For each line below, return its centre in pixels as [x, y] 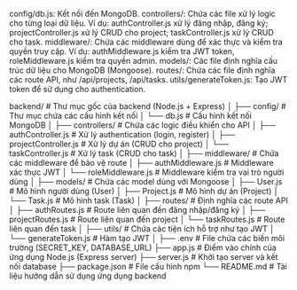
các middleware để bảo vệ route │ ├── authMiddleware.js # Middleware [141, 163]
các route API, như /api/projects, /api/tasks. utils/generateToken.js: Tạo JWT [148, 79]
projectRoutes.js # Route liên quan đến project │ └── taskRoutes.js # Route [147, 219]
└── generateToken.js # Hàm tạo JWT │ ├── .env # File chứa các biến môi [147, 238]
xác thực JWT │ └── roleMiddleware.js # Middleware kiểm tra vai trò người [147, 172]
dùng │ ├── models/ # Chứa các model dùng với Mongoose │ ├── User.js [146, 181]
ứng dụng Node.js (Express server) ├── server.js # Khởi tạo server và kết [144, 257]
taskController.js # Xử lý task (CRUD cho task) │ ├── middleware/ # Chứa [144, 153]
